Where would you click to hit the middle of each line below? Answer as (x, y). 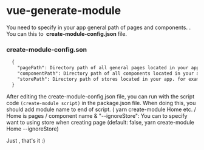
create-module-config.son (46, 49)
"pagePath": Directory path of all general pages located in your (103, 68)
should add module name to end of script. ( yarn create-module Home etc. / (101, 109)
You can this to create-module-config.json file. (67, 33)
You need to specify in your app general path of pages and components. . (99, 27)
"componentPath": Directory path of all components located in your (106, 73)
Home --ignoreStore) (32, 129)
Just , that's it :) (26, 140)
